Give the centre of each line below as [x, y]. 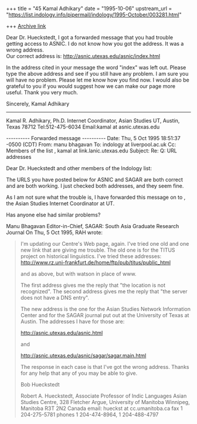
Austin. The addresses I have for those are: [72, 321]
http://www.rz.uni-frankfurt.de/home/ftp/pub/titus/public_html [96, 262]
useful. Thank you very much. [42, 92]
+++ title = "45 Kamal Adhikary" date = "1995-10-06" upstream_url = [89, 9]
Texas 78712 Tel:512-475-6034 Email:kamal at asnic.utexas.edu [83, 127]
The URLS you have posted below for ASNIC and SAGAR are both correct [95, 179]
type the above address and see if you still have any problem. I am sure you [97, 74]
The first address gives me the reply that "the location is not [93, 285]
